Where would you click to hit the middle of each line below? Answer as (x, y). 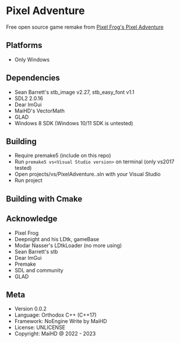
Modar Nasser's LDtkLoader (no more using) (68, 245)
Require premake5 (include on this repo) (63, 156)
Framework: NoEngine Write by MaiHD (61, 321)
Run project (28, 180)
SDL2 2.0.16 (29, 98)
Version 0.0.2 (30, 309)
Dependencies (33, 78)
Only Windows (32, 59)
